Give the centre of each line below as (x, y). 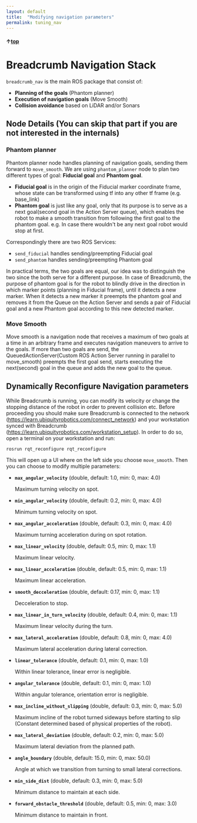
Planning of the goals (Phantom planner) (64, 92)
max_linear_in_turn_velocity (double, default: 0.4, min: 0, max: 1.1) (96, 614)
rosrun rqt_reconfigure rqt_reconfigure (56, 449)
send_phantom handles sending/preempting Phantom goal (84, 259)
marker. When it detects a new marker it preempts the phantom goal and (94, 296)
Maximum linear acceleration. (50, 580)
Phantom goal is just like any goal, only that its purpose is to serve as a (101, 205)
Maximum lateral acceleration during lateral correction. (81, 649)
